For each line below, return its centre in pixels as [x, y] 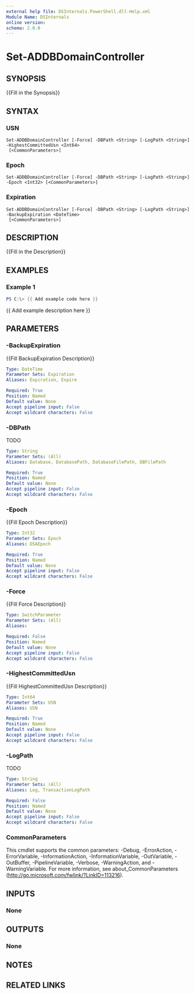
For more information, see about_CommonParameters [114, 869]
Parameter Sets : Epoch [34, 539]
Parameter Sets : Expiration [40, 375]
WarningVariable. [27, 869]
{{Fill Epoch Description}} [37, 522]
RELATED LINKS [36, 985]
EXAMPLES [27, 270]
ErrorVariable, [23, 857]
